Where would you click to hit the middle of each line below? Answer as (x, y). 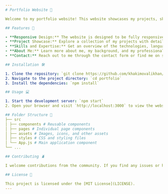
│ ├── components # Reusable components (48, 124)
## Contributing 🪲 (25, 156)
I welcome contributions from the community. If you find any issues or (82, 165)
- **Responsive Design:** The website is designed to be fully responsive (85, 37)
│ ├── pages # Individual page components (50, 129)
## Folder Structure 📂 (29, 115)
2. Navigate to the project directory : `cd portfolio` (63, 78)
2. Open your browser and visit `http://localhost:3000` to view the (79, 106)
